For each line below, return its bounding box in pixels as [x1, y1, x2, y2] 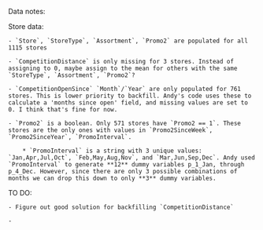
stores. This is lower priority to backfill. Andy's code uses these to [8, 92, 252, 100]
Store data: [8, 22, 44, 31]
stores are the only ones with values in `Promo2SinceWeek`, [8, 126, 213, 134]
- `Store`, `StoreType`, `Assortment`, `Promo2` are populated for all [8, 37, 248, 45]
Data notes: [8, 7, 46, 16]
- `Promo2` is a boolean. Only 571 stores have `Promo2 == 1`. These [8, 119, 242, 127]
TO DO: [8, 188, 33, 197]
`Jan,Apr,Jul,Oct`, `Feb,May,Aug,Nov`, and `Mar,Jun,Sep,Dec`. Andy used [8, 154, 256, 162]
